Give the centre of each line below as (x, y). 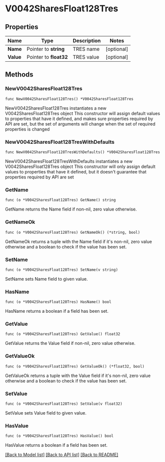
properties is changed (28, 129)
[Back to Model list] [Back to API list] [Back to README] (62, 455)
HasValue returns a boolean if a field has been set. (56, 445)
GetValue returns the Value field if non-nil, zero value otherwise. (70, 343)
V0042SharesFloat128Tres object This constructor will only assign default (80, 167)
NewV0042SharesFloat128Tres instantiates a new (56, 108)
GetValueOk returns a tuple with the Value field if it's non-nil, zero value (78, 376)
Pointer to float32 (47, 57)
